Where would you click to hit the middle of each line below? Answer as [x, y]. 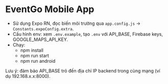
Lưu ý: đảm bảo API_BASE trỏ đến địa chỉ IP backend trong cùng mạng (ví [83, 71]
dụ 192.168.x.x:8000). [28, 76]
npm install [32, 50]
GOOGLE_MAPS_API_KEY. [40, 39]
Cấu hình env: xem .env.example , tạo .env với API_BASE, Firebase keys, [88, 34]
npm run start [35, 55]
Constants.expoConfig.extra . [43, 28]
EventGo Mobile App [50, 9]
